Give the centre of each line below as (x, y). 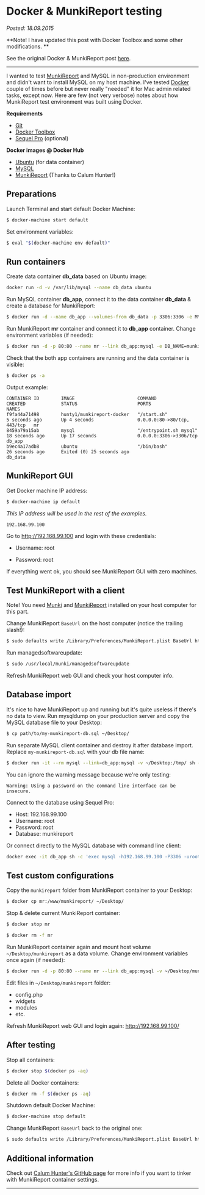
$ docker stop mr (28, 924)
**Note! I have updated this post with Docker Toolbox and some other (95, 40)
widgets (25, 1001)
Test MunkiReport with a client (66, 590)
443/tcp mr (23, 425)
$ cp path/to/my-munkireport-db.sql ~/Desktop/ (68, 733)
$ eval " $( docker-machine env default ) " (59, 243)
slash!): (16, 630)
